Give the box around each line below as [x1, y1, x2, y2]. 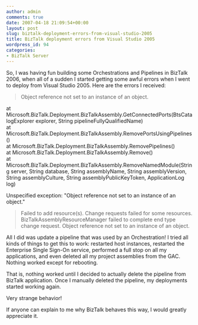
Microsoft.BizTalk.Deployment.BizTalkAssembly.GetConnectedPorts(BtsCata [6, 111, 193, 118]
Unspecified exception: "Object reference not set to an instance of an [6, 192, 176, 199]
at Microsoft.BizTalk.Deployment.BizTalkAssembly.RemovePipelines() [6, 142, 175, 149]
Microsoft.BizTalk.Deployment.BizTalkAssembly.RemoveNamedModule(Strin [6, 161, 193, 168]
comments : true [6, 14, 44, 20]
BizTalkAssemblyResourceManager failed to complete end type [20, 216, 176, 223]
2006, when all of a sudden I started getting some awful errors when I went [6, 75, 190, 82]
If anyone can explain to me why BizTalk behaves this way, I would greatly [6, 306, 187, 313]
